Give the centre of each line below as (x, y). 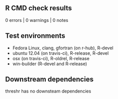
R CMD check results (39, 8)
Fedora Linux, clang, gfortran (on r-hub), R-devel (63, 48)
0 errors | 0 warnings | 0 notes (37, 20)
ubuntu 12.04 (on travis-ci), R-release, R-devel (61, 53)
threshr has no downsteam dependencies (48, 91)
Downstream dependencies (49, 79)
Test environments (35, 36)
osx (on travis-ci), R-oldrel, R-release (51, 58)
